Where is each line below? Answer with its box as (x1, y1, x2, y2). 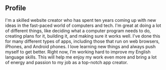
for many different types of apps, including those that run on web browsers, (5, 38, 160, 44)
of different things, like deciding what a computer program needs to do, (5, 27, 151, 34)
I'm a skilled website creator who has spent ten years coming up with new (5, 17, 156, 23)
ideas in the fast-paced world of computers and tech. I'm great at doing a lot (5, 22, 162, 28)
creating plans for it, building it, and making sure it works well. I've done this (5, 33, 161, 39)
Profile (5, 4, 26, 12)
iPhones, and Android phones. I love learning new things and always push (5, 43, 156, 49)
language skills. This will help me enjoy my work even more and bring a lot (5, 54, 157, 60)
